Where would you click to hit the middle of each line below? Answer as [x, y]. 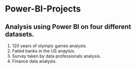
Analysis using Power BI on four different [68, 27]
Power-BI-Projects [43, 9]
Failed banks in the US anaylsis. [44, 51]
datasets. [20, 34]
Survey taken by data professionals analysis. [56, 56]
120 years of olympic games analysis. [49, 46]
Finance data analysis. [34, 61]
